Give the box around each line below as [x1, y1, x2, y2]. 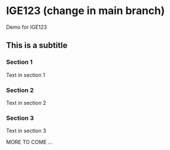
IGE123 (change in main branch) [6, 4, 165, 18]
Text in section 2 [6, 99, 46, 106]
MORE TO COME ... [6, 139, 53, 146]
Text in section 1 [6, 71, 45, 79]
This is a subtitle [6, 40, 68, 50]
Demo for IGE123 [6, 23, 47, 30]
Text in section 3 [6, 127, 46, 134]
